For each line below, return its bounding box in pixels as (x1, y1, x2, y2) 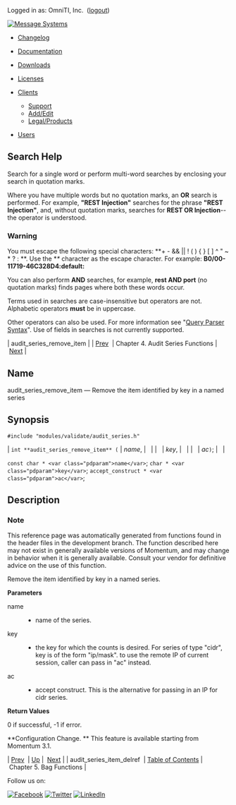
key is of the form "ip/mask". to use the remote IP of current (35, 651, 209, 660)
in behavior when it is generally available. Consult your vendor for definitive (7, 554, 227, 562)
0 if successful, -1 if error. (7, 720, 82, 729)
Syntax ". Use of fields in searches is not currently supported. (7, 326, 185, 334)
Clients (17, 88, 39, 96)
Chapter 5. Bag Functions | (8, 763, 87, 772)
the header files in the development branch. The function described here (7, 539, 218, 547)
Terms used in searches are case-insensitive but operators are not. (7, 297, 202, 306)
